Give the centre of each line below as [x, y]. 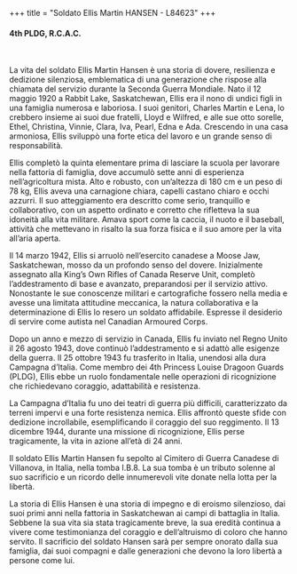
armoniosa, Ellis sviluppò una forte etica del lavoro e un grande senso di [141, 136]
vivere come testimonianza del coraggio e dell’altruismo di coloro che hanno [148, 532]
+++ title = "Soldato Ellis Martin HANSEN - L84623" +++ [113, 13]
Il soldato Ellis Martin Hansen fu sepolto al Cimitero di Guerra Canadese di [144, 458]
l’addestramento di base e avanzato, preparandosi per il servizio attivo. [139, 284]
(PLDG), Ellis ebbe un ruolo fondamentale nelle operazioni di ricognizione [143, 377]
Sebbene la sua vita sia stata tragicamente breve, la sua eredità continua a [145, 522]
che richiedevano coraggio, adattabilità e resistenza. [105, 387]
